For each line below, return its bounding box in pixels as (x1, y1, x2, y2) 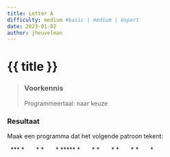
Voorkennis (23, 83, 64, 93)
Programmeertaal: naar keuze (23, 99, 108, 107)
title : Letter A (7, 10, 53, 17)
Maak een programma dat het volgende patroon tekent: (7, 132, 163, 140)
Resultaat (7, 116, 40, 126)
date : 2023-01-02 (7, 23, 57, 30)
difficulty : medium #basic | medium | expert (7, 17, 139, 23)
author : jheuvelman (7, 29, 63, 36)
